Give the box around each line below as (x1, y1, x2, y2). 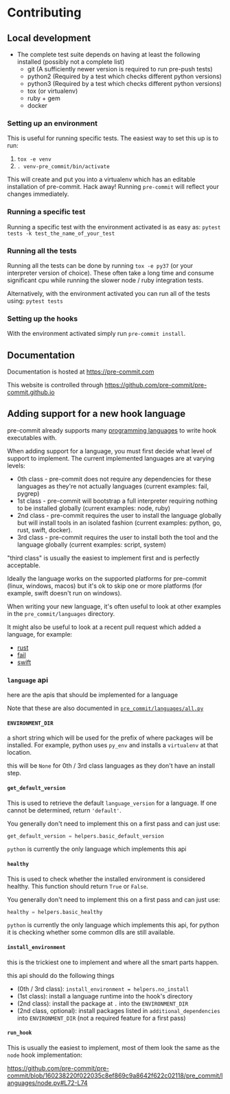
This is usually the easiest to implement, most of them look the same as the (7, 1043, 220, 1051)
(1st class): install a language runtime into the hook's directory (16, 992, 193, 1000)
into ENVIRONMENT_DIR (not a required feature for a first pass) (16, 1014, 187, 1022)
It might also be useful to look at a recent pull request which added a (7, 623, 201, 631)
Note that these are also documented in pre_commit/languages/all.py (7, 704, 204, 712)
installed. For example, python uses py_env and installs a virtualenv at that (7, 741, 218, 749)
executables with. (7, 433, 57, 442)
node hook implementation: (7, 1051, 82, 1059)
